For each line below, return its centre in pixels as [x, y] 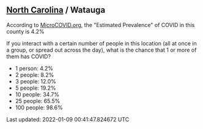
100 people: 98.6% [39, 107]
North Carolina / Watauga [56, 10]
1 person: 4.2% [34, 68]
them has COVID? [28, 56]
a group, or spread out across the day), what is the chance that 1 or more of [102, 50]
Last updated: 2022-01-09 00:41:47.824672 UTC [68, 119]
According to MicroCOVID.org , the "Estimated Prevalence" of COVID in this [101, 25]
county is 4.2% [25, 31]
